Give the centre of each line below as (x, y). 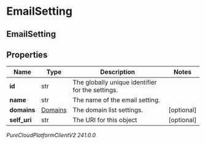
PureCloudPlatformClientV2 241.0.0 (51, 135)
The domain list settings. (108, 110)
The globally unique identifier (115, 82)
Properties (27, 54)
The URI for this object (105, 120)
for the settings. (95, 90)
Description (118, 72)
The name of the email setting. (116, 100)
